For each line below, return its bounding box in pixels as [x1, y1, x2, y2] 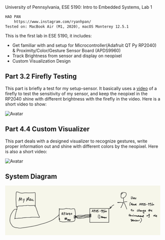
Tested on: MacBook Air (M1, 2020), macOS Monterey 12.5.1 [5, 24, 129, 29]
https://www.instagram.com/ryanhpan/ [14, 19, 92, 24]
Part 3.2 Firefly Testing [5, 72, 77, 81]
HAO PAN [5, 14, 21, 19]
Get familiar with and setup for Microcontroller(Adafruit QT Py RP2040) [12, 42, 157, 48]
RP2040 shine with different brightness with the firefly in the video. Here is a [5, 96, 161, 102]
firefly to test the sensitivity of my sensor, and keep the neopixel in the [5, 91, 148, 97]
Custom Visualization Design [12, 58, 71, 64]
